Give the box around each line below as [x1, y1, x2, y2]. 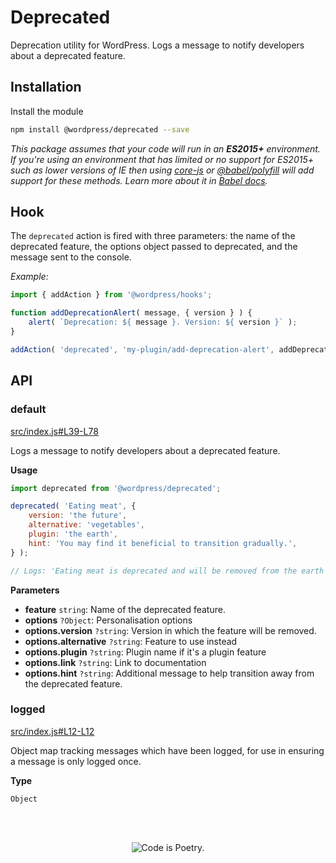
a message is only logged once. [10, 755, 142, 767]
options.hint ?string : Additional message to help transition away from [24, 667, 315, 679]
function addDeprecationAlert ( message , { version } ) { [10, 308, 253, 318]
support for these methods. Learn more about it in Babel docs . [10, 174, 268, 186]
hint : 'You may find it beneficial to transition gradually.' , [28, 538, 298, 548]
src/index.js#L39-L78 [10, 425, 99, 437]
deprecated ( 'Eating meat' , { [10, 501, 137, 511]
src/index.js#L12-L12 [10, 725, 95, 737]
